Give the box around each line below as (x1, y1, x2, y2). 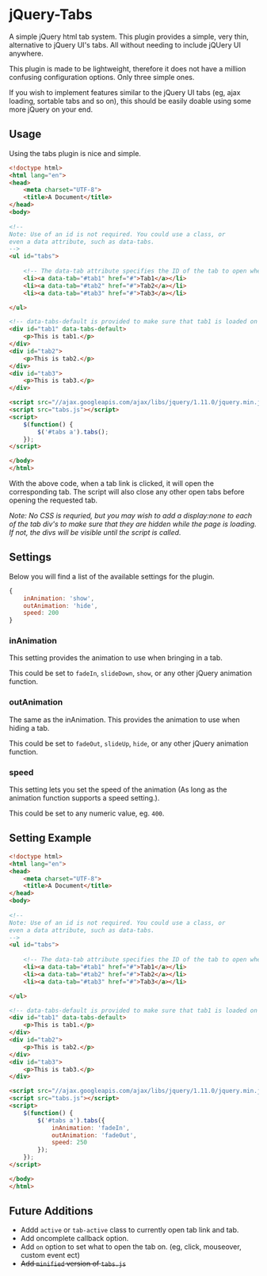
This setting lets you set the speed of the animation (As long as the (9, 785, 227, 794)
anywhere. (9, 48, 44, 58)
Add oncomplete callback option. (20, 1234, 129, 1244)
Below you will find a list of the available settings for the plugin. (9, 571, 215, 581)
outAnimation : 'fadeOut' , (51, 1131, 137, 1139)
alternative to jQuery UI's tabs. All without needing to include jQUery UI (9, 40, 241, 49)
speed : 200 (23, 609, 59, 617)
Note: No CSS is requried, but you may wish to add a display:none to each (9, 511, 253, 520)
